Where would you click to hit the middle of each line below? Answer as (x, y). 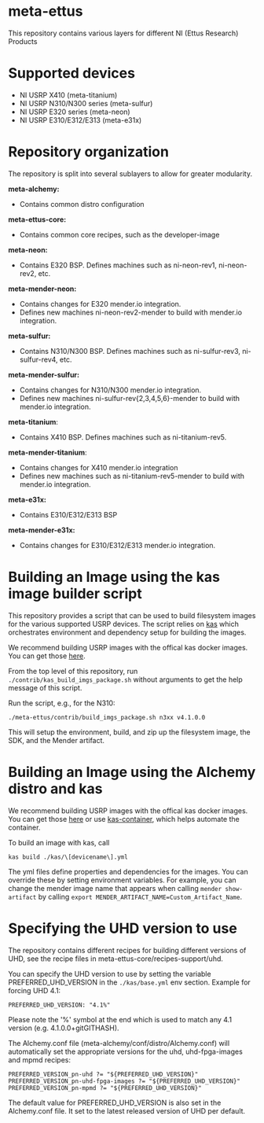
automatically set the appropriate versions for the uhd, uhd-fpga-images (126, 1051)
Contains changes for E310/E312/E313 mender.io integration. (117, 545)
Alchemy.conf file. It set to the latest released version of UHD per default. (127, 1110)
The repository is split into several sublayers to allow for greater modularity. (130, 173)
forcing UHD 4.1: (35, 990)
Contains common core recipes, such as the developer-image (119, 234)
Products (23, 41)
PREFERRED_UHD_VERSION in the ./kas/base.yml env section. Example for (130, 982)
